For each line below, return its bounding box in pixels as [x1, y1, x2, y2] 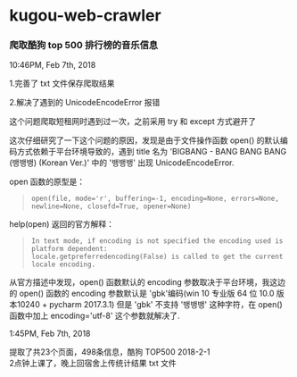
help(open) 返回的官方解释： [9, 219, 114, 230]
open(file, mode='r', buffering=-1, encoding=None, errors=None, [30, 194, 279, 204]
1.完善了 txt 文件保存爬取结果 [9, 78, 115, 89]
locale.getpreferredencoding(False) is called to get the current [30, 252, 284, 262]
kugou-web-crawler [9, 5, 162, 26]
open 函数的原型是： [9, 176, 86, 188]
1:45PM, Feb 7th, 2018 [9, 328, 91, 339]
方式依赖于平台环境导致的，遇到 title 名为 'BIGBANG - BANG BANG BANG [16, 147, 287, 157]
